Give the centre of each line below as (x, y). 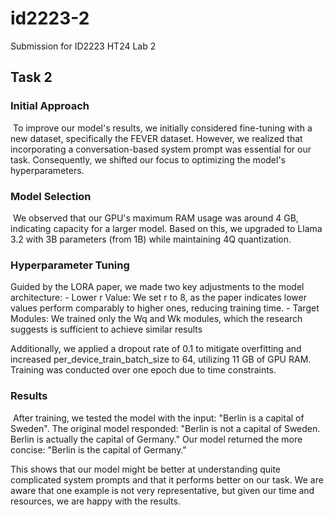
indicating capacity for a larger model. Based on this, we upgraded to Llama (166, 228)
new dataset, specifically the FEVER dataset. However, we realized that (156, 138)
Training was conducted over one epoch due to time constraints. (143, 370)
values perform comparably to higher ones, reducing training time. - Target (165, 308)
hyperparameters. (47, 170)
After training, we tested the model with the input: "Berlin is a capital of (158, 418)
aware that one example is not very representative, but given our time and (162, 490)
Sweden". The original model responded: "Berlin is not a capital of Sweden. (165, 428)
